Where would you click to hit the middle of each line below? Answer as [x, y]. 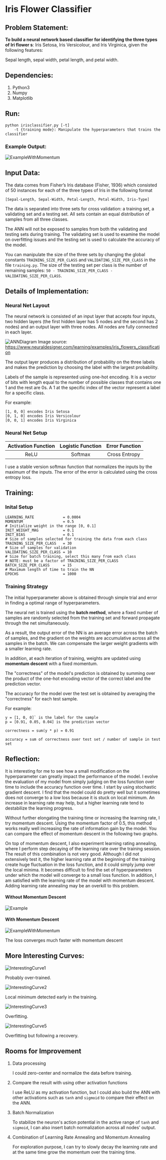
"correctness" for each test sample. [42, 698]
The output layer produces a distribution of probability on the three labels [80, 362]
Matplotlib [23, 98]
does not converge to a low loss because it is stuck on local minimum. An [80, 797]
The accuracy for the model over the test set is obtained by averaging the [80, 693]
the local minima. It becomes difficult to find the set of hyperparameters [79, 870]
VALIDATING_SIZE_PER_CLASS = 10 [38, 552]
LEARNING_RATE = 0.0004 [43, 517]
